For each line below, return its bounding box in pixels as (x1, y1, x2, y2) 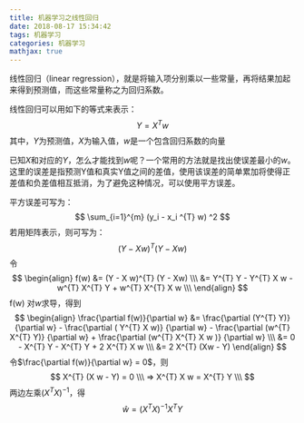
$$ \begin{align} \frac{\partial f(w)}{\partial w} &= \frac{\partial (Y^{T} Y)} (15, 312, 290, 323)
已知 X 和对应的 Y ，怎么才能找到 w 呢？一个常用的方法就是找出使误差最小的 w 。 (9, 154, 297, 165)
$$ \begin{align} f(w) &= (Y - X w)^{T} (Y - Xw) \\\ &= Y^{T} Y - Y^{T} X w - (12, 273, 293, 284)
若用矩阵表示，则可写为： (9, 226, 105, 237)
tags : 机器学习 (9, 30, 62, 39)
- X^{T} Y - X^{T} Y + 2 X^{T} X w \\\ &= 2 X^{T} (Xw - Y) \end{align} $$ (17, 341, 288, 352)
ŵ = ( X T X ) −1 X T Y (122, 402, 183, 414)
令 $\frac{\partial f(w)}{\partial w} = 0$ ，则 (9, 357, 169, 368)
